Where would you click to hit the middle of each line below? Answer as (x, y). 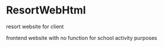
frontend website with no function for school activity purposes (82, 38)
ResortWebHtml (46, 10)
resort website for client (35, 26)
